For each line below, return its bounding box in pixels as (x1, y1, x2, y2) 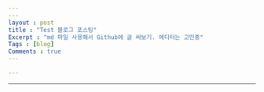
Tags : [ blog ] (8, 41, 55, 48)
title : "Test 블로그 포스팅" (8, 26, 97, 34)
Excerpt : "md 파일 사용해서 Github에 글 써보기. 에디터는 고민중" (8, 33, 204, 41)
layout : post (8, 19, 55, 27)
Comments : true (8, 48, 61, 55)
